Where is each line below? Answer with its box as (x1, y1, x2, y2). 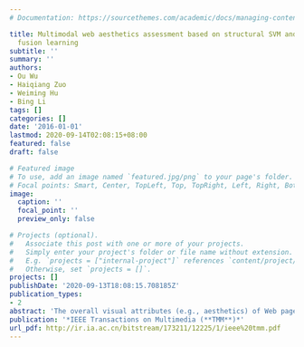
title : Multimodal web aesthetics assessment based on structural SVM (9, 29, 281, 39)
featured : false (9, 140, 71, 149)
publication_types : (9, 290, 83, 299)
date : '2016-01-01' (9, 122, 83, 131)
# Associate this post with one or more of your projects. (9, 239, 245, 248)
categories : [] (9, 114, 67, 123)
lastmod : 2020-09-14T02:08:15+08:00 (9, 130, 147, 140)
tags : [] (9, 105, 43, 114)
